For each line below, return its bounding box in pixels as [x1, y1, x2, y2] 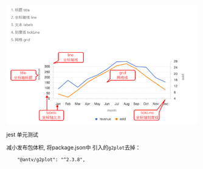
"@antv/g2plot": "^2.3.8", [17, 157, 86, 163]
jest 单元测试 [6, 131, 38, 138]
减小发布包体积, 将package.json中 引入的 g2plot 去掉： [6, 144, 141, 151]
